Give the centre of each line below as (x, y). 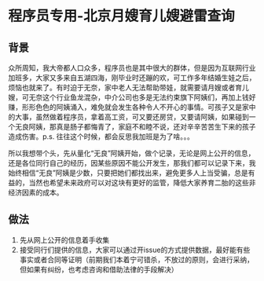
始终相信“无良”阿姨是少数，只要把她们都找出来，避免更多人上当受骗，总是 (128, 173)
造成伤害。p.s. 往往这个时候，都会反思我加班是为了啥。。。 (101, 137)
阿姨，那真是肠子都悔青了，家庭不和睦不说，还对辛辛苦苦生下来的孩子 (142, 127)
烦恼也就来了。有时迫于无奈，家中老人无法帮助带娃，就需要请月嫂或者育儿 (128, 88)
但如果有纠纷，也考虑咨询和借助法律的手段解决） (99, 269)
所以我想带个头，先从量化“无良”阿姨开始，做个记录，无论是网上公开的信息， (132, 153)
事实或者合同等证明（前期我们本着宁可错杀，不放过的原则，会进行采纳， (136, 259)
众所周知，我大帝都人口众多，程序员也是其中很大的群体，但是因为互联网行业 (132, 68)
